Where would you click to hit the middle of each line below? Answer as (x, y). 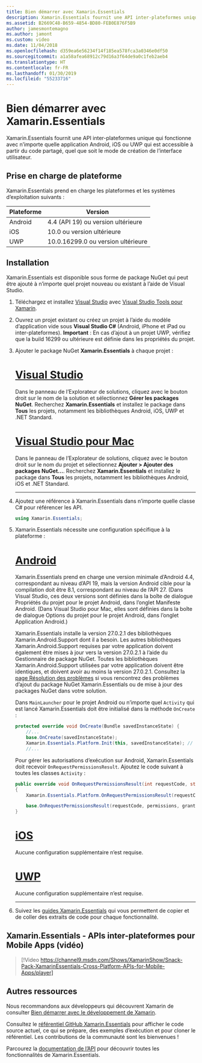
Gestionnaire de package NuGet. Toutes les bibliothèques (86, 659)
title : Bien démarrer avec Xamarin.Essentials (66, 12)
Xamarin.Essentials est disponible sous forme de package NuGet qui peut (97, 277)
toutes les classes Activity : (50, 773)
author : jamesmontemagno (37, 29)
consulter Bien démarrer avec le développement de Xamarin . (81, 1012)
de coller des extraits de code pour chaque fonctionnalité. (87, 917)
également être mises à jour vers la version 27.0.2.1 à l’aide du (91, 652)
